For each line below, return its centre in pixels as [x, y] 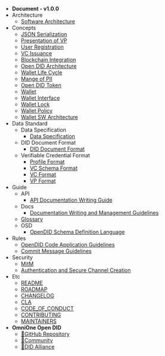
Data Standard [30, 123]
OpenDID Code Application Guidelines [68, 245]
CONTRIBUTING [41, 315]
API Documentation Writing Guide [71, 200]
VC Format [43, 174]
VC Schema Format [54, 168]
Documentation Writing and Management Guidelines [94, 213]
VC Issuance [36, 53]
